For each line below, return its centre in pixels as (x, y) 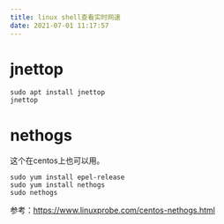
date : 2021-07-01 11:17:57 (60, 26)
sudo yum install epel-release (67, 177)
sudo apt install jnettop (57, 93)
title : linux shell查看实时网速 (66, 17)
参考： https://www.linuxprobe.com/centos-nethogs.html (112, 210)
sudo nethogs (34, 193)
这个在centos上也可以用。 (57, 161)
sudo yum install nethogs (57, 185)
